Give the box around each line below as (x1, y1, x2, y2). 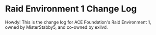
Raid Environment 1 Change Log (5, 3, 137, 14)
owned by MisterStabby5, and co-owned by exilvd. (5, 24, 108, 30)
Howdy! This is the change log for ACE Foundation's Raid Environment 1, (5, 19, 151, 25)
